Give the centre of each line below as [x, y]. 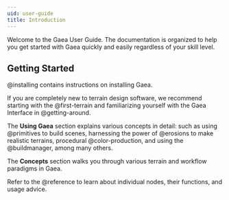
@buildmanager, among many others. [60, 148]
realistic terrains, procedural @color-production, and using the [95, 141]
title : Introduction [37, 20]
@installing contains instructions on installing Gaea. [80, 85]
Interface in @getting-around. [49, 113]
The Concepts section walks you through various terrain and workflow [107, 162]
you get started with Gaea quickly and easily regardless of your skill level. [111, 47]
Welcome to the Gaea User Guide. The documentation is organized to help [112, 39]
